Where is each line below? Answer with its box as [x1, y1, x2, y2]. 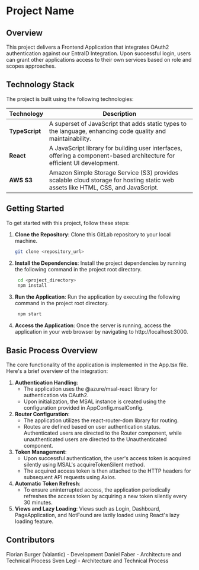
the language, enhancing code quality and [49, 126, 166, 135]
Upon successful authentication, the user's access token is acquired [23, 454, 191, 461]
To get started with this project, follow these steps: [6, 219, 130, 226]
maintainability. [49, 134, 92, 142]
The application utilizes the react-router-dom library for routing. [23, 417, 179, 424]
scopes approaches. [6, 62, 56, 69]
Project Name [6, 4, 75, 18]
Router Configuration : [14, 410, 70, 417]
